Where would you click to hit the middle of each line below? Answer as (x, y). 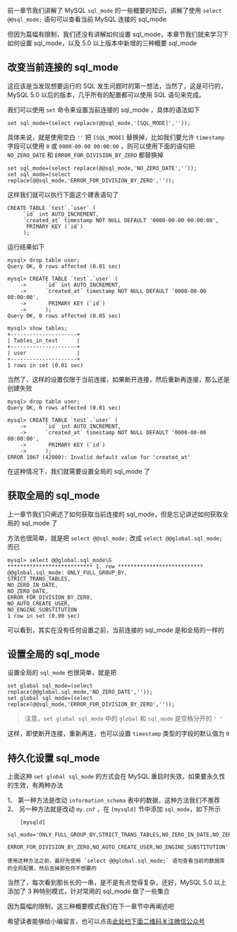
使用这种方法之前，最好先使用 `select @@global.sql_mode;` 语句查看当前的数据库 (116, 861)
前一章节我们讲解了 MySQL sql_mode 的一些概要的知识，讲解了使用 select (115, 10)
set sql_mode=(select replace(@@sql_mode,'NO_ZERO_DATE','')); (102, 168)
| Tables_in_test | (44, 340)
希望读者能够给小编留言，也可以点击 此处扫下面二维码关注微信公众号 (106, 921)
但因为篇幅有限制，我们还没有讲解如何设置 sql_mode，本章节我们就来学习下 (118, 34)
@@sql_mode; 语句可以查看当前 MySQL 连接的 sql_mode (87, 19)
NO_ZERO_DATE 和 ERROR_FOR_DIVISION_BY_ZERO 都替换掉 (85, 155)
